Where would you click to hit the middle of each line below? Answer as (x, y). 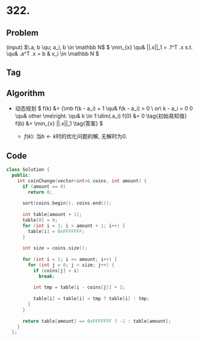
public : (21, 175)
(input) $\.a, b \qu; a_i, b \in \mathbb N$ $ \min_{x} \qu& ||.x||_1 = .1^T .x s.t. (99, 47)
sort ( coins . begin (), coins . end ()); (67, 203)
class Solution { (28, 170)
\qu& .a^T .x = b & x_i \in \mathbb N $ (53, 54)
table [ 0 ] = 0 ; (40, 220)
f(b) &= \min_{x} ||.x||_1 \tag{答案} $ (59, 124)
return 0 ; (40, 192)
